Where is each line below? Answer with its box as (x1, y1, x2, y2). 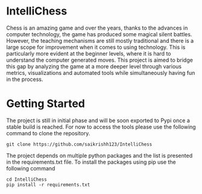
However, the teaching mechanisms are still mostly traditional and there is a (6, 37, 194, 44)
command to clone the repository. (6, 129, 90, 137)
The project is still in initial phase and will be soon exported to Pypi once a (6, 117, 190, 124)
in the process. (6, 76, 43, 83)
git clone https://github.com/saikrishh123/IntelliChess (6, 141, 153, 147)
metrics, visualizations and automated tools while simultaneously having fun (6, 69, 195, 76)
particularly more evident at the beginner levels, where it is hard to (6, 50, 171, 57)
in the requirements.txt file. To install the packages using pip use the (6, 158, 176, 166)
